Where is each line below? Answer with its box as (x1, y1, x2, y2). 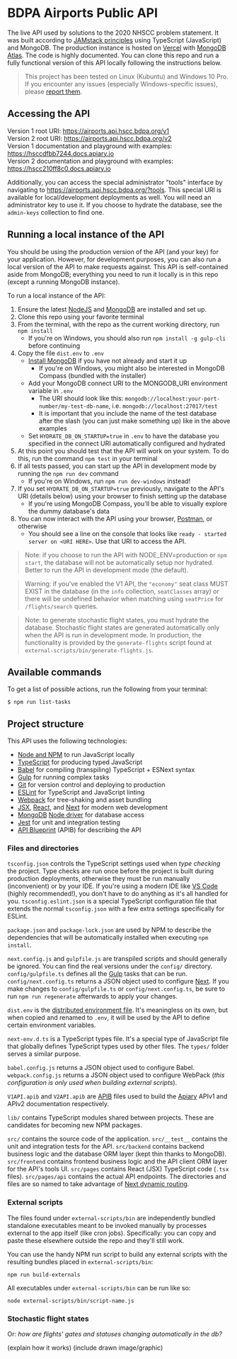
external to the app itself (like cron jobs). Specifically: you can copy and (7, 1229, 216, 1237)
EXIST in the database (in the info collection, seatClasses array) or (24, 586, 219, 596)
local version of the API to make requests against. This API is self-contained (7, 262, 229, 271)
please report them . (24, 87, 83, 96)
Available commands (7, 666, 102, 678)
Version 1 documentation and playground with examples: (7, 142, 173, 150)
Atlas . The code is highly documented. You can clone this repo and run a (7, 51, 219, 59)
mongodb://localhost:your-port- (125, 395, 221, 402)
